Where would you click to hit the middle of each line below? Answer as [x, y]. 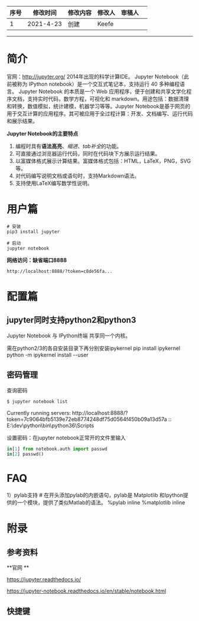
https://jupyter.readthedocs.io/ [44, 580]
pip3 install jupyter [33, 231]
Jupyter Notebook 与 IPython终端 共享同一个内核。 [69, 335]
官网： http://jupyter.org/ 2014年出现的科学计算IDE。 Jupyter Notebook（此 [98, 76]
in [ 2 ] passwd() [25, 454]
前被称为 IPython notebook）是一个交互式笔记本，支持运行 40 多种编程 [93, 84]
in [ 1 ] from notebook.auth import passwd [57, 449]
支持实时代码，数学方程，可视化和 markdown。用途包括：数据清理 [108, 99]
